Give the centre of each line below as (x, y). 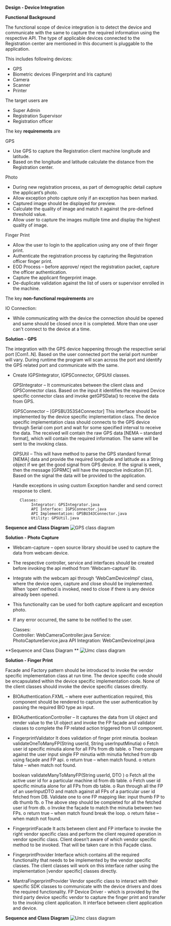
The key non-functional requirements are (50, 298)
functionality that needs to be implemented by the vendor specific (82, 860)
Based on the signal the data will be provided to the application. (79, 476)
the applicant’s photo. (35, 192)
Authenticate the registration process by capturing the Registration (82, 256)
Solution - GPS (21, 339)
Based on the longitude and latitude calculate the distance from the (83, 162)
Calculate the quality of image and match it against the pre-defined (83, 209)
